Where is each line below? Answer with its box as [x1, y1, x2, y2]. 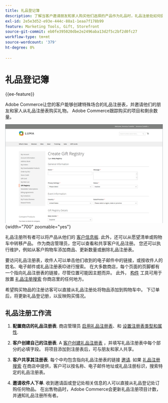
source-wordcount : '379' [5, 40, 57, 45]
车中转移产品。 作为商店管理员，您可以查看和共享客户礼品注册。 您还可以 [5, 240, 156, 246]
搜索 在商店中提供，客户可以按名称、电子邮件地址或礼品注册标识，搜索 [12, 363, 158, 369]
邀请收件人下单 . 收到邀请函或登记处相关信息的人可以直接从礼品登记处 [12, 380, 155, 386]
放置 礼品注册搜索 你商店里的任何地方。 [5, 276, 86, 282]
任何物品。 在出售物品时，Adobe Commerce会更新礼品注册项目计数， [16, 386, 161, 392]
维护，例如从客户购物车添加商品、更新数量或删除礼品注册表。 [9, 246, 136, 252]
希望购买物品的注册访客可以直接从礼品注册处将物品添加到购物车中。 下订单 [5, 286, 160, 292]
